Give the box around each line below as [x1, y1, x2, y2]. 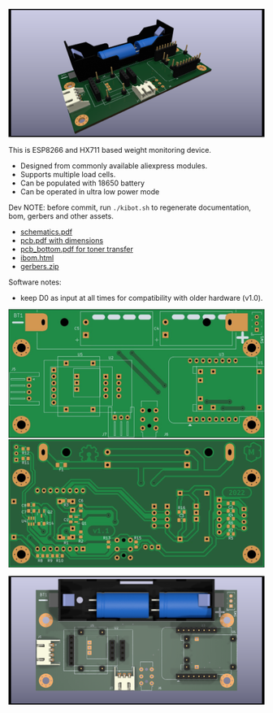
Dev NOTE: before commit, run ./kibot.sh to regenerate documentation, [8, 202, 252, 212]
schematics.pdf [19, 227, 73, 237]
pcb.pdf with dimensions [19, 236, 104, 246]
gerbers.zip [19, 262, 59, 272]
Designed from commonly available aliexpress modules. [19, 161, 208, 171]
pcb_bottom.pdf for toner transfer [19, 245, 134, 254]
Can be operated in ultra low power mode [19, 187, 160, 197]
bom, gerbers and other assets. [8, 211, 114, 221]
